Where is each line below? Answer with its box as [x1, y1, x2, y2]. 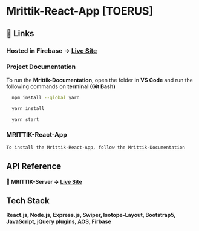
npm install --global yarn [11, 94, 80, 100]
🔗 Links [6, 28, 34, 39]
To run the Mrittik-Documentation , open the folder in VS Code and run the [6, 76, 194, 83]
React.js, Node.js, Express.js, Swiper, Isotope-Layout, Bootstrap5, [6, 212, 176, 219]
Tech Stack [6, 195, 50, 206]
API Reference [6, 161, 62, 171]
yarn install [11, 105, 45, 111]
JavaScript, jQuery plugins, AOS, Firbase [6, 218, 111, 225]
